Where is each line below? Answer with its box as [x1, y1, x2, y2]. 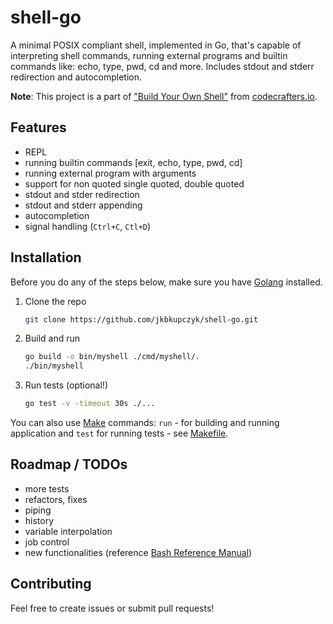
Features [10, 119, 67, 136]
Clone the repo [24, 295, 87, 307]
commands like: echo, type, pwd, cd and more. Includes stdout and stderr [10, 60, 315, 72]
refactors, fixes [24, 493, 88, 505]
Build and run [24, 332, 80, 345]
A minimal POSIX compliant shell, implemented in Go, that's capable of [10, 39, 302, 51]
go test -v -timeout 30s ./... [24, 399, 156, 409]
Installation [10, 249, 82, 266]
